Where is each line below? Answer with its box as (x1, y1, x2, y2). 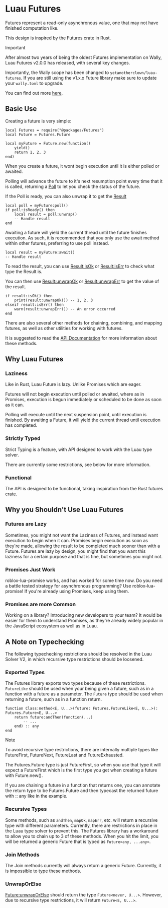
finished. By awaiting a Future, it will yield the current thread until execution (5, 417, 160, 423)
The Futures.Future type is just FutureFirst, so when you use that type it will (5, 762, 161, 768)
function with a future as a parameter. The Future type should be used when (5, 691, 163, 697)
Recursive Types (5, 806, 47, 813)
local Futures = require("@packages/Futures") (5, 127, 104, 133)
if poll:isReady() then (5, 207, 55, 212)
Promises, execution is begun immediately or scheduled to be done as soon (5, 397, 162, 403)
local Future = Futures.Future (5, 132, 71, 137)
